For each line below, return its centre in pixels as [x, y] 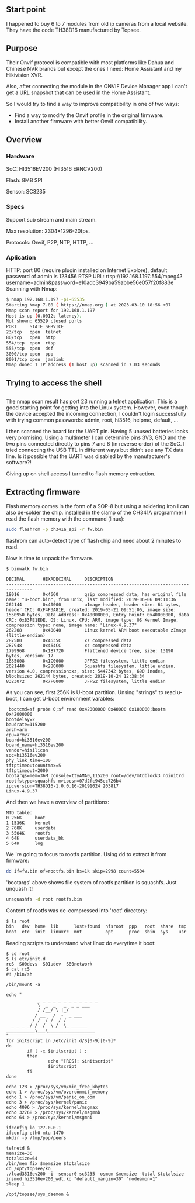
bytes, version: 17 [30, 656]
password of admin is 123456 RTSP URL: [55, 276]
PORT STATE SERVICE [35, 327]
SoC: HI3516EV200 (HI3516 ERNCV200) [54, 169]
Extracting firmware [43, 492]
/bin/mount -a [23, 985]
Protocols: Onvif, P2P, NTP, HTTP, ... [50, 242]
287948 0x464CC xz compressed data [69, 646]
